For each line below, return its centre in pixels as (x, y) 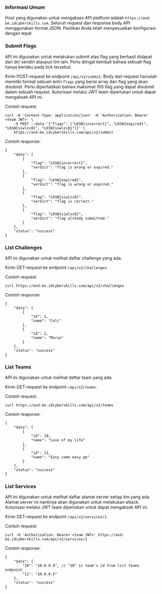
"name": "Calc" (46, 321)
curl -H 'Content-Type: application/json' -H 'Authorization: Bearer (77, 115)
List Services (21, 487)
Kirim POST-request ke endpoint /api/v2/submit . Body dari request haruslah (81, 76)
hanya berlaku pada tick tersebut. (38, 67)
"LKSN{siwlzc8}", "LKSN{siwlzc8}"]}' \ (45, 128)
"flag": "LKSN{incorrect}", (59, 163)
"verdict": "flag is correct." (62, 201)
